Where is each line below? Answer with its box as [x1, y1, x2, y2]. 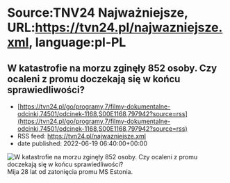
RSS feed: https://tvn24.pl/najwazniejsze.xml [17, 132, 147, 140]
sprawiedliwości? [7, 83, 85, 95]
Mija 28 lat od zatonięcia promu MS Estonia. [7, 168, 133, 175]
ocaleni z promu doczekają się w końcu [7, 73, 181, 85]
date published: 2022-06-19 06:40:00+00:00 [17, 139, 148, 148]
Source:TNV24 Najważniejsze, [7, 5, 188, 21]
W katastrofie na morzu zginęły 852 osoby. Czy [7, 62, 217, 74]
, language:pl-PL [28, 35, 126, 50]
